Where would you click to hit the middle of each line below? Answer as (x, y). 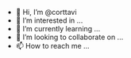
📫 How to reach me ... (52, 46)
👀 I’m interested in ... (49, 20)
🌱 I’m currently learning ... (58, 29)
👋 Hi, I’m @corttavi (46, 12)
